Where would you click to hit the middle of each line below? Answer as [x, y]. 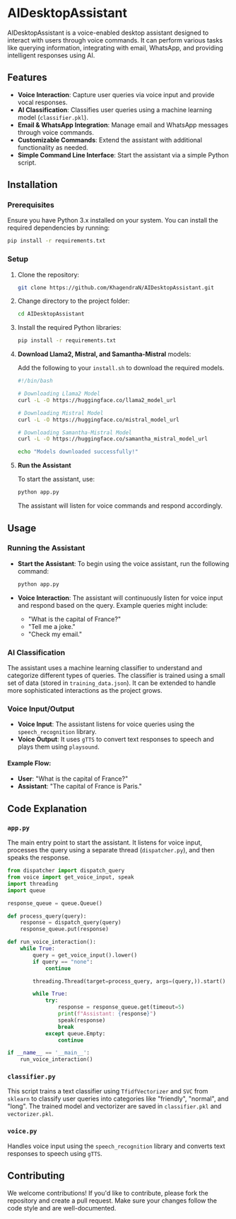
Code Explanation [47, 809]
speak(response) [82, 1020]
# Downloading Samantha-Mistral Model [75, 433]
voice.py [22, 1131]
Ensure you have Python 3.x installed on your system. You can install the [113, 221]
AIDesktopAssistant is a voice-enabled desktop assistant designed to [108, 33]
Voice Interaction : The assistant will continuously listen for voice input [120, 598]
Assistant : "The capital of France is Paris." [80, 786]
